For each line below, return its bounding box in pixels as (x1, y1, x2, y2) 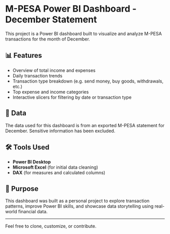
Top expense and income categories (12, 89, 89, 95)
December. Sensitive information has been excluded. (5, 128, 115, 134)
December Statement (5, 14, 97, 25)
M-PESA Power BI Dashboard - (5, 3, 137, 15)
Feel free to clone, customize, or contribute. (5, 223, 97, 229)
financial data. (18, 209, 48, 215)
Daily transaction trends (12, 72, 63, 79)
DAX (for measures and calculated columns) (12, 170, 105, 176)
